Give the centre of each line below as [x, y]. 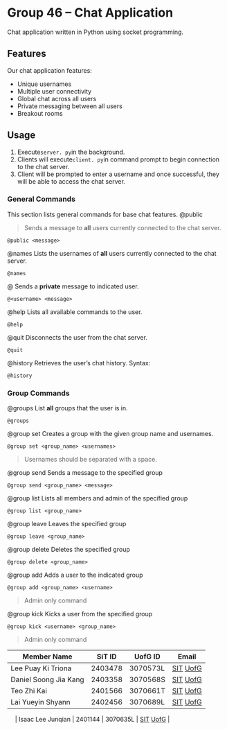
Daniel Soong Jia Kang [47, 679]
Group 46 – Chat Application [90, 13]
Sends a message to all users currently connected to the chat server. [122, 227]
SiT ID [107, 657]
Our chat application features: [49, 70]
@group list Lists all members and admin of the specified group [98, 498]
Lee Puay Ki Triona [41, 668]
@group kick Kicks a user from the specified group [80, 614]
